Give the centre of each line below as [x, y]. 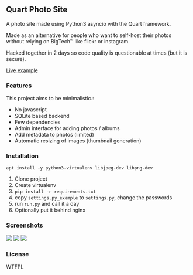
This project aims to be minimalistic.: [50, 99]
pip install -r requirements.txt [55, 192]
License [18, 254]
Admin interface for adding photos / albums [67, 128]
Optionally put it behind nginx [50, 210]
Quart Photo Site [37, 10]
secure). [16, 59]
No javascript [30, 110]
